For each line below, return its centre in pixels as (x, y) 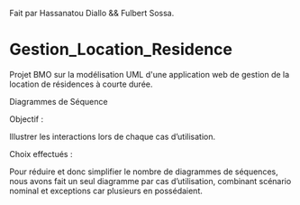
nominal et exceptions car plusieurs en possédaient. (106, 191)
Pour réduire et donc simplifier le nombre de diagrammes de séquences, (144, 172)
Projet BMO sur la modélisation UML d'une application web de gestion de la (150, 74)
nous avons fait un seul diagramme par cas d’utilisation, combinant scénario (150, 181)
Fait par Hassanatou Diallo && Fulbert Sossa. (92, 13)
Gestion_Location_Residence (121, 50)
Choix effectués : (41, 154)
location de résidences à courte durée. (81, 84)
